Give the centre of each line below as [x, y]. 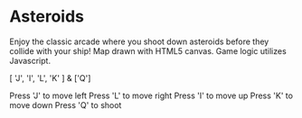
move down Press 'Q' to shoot [66, 104]
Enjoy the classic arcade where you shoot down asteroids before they [139, 41]
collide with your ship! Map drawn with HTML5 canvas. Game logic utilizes [148, 50]
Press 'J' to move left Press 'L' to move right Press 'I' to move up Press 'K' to [151, 95]
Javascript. [30, 60]
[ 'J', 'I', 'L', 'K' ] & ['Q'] [50, 77]
